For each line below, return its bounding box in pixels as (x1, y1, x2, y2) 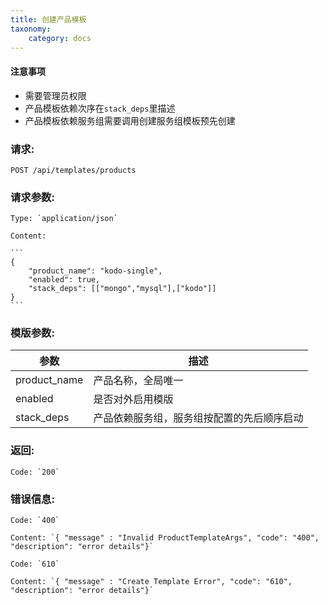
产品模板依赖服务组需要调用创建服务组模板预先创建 (24, 114, 236, 126)
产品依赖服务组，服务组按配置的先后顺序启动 (93, 411, 304, 425)
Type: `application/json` (10, 214, 118, 224)
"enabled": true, (28, 275, 101, 285)
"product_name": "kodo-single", (28, 266, 163, 276)
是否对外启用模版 (93, 392, 174, 406)
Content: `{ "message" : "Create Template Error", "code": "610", (10, 577, 293, 587)
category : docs (28, 33, 92, 43)
